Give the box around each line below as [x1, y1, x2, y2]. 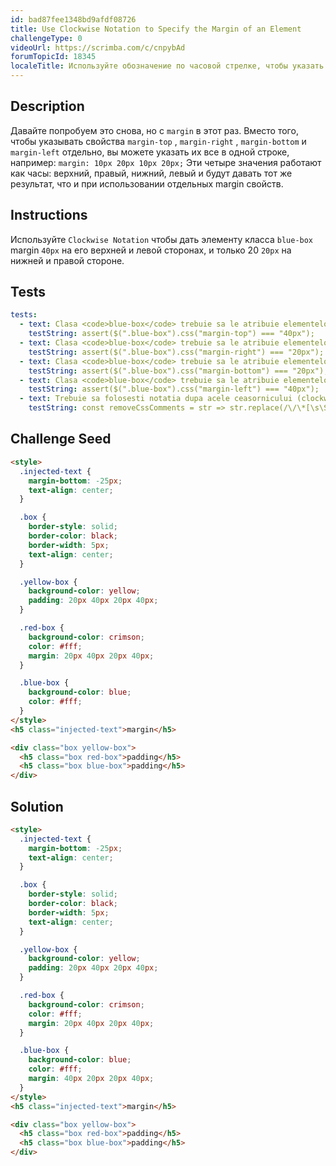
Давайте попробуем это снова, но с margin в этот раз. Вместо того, [10, 124, 299, 136]
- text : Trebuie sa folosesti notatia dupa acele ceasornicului [19, 394, 293, 404]
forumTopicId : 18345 [10, 52, 97, 62]
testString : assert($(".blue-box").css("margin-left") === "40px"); [28, 384, 320, 395]
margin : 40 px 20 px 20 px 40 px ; [28, 1074, 155, 1084]
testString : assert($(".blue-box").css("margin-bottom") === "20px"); [28, 366, 329, 376]
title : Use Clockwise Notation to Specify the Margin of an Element [10, 24, 302, 34]
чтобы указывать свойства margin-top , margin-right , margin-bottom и [10, 135, 307, 147]
